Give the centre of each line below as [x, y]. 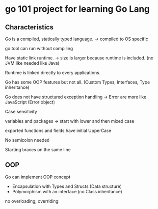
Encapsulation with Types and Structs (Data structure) [67, 186]
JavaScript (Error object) [30, 102]
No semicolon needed [27, 140]
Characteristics [29, 27]
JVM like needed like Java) [32, 63]
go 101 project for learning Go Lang [78, 9]
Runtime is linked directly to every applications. [53, 73]
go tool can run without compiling [39, 48]
